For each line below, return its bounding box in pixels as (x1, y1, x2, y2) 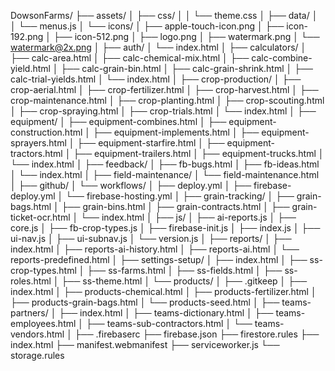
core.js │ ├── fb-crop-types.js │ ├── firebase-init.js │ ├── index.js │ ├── (10, 222, 321, 234)
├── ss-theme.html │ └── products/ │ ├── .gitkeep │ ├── (61, 275, 308, 287)
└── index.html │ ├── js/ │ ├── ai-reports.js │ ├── (80, 211, 297, 223)
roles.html (10, 275, 52, 287)
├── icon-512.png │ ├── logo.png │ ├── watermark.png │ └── (53, 31, 320, 42)
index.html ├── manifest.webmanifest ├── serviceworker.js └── (10, 339, 280, 350)
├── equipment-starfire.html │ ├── (76, 137, 225, 149)
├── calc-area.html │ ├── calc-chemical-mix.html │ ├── (10, 52, 250, 64)
